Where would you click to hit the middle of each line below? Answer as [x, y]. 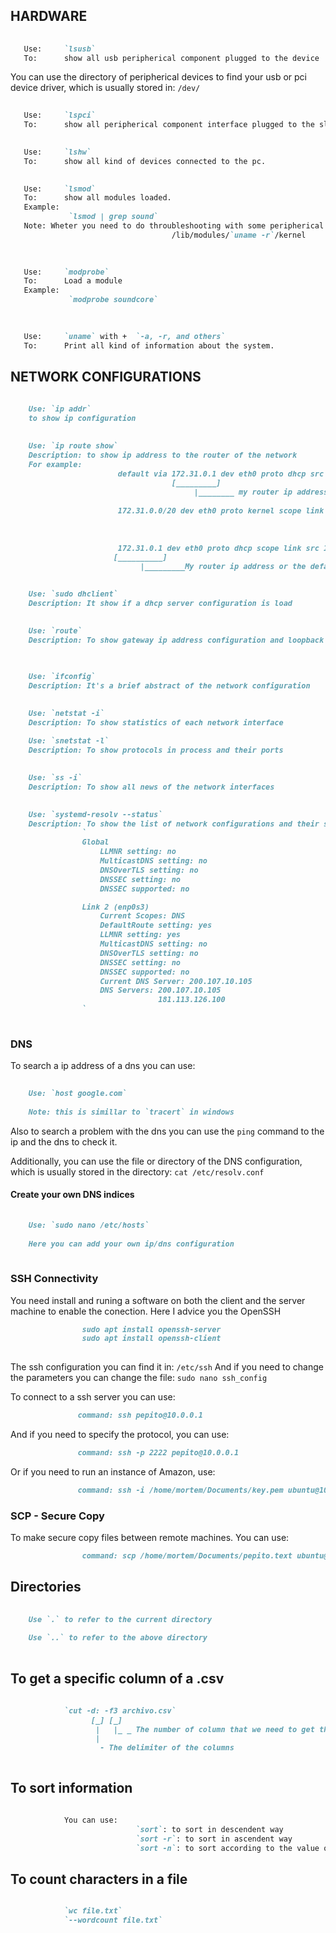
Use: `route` [55, 630]
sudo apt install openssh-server [151, 1329]
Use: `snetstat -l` [69, 741]
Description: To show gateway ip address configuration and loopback [176, 640]
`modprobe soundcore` [113, 300]
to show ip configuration [82, 419]
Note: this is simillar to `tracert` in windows [131, 1112]
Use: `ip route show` [73, 445]
